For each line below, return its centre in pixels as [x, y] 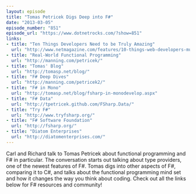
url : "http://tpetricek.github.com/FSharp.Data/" [73, 104]
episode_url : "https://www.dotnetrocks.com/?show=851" [74, 33]
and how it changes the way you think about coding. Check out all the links [96, 178]
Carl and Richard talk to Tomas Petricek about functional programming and [96, 154]
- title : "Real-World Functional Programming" [64, 55]
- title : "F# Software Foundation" [49, 121]
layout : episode [26, 11]
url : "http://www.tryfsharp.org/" [53, 115]
